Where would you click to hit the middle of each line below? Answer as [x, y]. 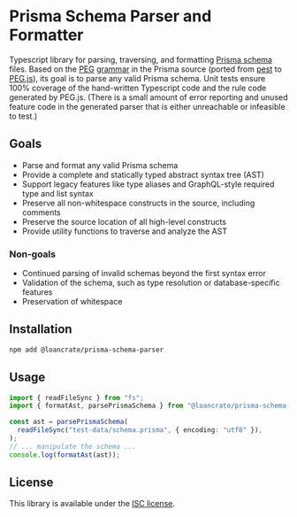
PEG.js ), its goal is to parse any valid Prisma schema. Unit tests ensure [137, 78]
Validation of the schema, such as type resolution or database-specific [151, 283]
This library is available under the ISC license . [92, 504]
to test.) [23, 116]
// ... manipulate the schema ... [73, 446]
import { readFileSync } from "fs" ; [76, 397]
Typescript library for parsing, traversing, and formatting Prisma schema [141, 59]
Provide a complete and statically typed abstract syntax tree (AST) [143, 174]
